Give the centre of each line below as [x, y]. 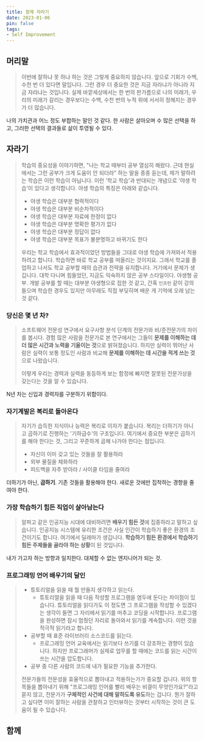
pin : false [20, 23]
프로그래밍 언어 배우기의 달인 [46, 575]
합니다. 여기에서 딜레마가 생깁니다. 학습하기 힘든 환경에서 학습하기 [120, 537]
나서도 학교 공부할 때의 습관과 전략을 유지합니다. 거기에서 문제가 [113, 267]
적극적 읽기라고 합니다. [66, 628]
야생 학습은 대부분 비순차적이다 [67, 208]
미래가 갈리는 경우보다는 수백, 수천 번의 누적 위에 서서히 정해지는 [109, 100]
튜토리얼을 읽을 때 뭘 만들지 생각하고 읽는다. [82, 589]
